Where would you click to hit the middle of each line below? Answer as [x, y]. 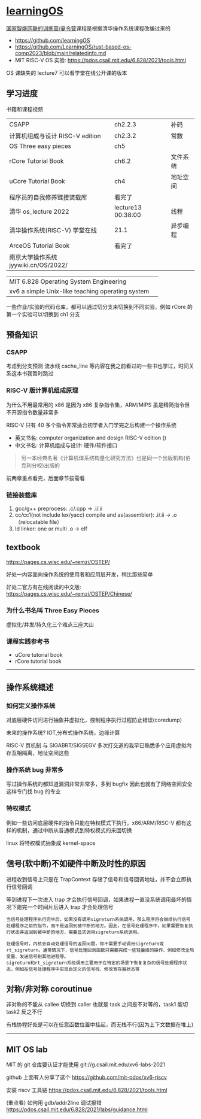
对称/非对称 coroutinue [49, 989]
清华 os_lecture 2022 [39, 211]
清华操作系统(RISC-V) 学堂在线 [53, 230]
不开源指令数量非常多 [32, 412]
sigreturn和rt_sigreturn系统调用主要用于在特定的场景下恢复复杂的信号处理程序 [95, 963]
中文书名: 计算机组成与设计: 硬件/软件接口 [66, 445]
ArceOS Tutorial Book [39, 245]
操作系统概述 [30, 687]
